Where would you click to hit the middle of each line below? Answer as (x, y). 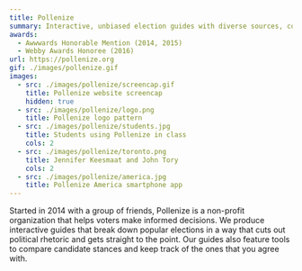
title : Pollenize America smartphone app (104, 185)
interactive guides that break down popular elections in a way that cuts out (147, 230)
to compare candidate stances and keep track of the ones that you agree (145, 249)
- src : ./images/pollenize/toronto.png (92, 151)
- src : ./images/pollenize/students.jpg (94, 127)
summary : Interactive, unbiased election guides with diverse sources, (146, 26)
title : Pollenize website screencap (94, 93)
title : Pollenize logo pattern (84, 118)
